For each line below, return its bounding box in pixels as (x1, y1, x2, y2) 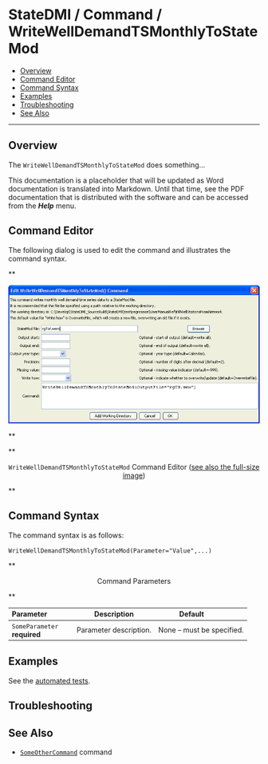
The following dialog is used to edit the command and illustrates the (8, 245, 231, 254)
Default (179, 609, 205, 619)
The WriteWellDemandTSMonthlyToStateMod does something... (8, 159, 206, 169)
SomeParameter (11, 622, 59, 631)
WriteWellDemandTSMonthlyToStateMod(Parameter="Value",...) (8, 546, 213, 555)
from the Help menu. (8, 201, 77, 211)
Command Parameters (97, 576, 171, 585)
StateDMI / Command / (8, 6, 162, 24)
